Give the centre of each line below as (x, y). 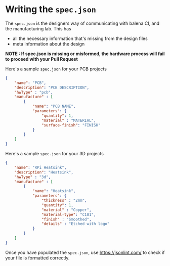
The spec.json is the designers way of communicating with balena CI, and (82, 23)
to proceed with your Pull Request (42, 59)
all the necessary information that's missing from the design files (80, 38)
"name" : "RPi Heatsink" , (40, 167)
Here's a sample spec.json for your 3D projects (54, 154)
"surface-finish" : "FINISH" (71, 125)
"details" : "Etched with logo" (75, 224)
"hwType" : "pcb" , (34, 92)
